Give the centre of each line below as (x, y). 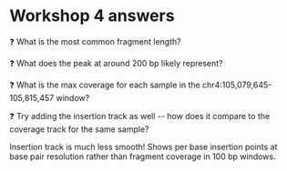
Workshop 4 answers (92, 16)
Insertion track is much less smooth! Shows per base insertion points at (143, 146)
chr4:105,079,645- (237, 85)
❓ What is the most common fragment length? (95, 41)
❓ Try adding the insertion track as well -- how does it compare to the (140, 116)
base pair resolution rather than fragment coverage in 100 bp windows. (143, 156)
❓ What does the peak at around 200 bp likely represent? (116, 63)
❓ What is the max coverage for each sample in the (105, 85)
